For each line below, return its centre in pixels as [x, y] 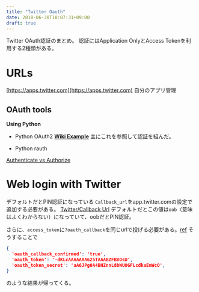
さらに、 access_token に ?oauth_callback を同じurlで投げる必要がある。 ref [97, 230]
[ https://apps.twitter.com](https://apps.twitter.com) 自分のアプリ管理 [91, 90]
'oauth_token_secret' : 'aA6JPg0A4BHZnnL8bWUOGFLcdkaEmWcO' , [88, 265]
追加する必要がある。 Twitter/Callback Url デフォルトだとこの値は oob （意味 [99, 209]
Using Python [23, 124]
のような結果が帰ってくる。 [40, 283]
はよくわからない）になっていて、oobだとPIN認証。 [70, 217]
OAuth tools [29, 110]
